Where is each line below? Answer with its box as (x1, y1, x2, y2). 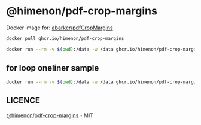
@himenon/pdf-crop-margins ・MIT (6, 112, 94, 119)
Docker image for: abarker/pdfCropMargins (6, 24, 113, 31)
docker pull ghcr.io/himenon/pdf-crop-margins (6, 35, 124, 41)
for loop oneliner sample (6, 63, 99, 73)
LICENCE (6, 95, 41, 105)
